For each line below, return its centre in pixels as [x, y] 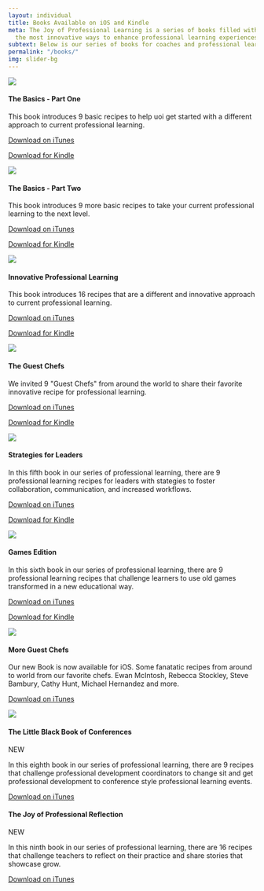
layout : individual [40, 15]
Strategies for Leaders [46, 455]
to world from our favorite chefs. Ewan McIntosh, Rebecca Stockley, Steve [128, 676]
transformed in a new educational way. [71, 587]
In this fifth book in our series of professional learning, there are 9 [114, 472]
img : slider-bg [33, 60]
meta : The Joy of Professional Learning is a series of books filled [125, 30]
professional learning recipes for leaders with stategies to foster [112, 481]
